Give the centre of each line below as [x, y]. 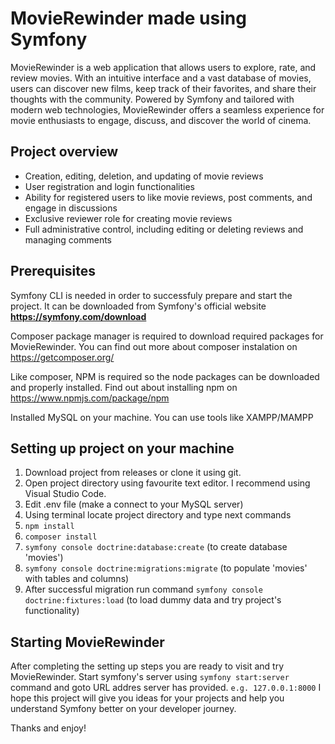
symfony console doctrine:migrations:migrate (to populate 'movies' [166, 568]
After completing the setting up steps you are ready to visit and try [147, 666]
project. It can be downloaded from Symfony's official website [138, 306]
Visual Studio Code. [65, 494]
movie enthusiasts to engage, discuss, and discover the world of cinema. [161, 120]
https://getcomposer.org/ [62, 357]
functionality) [52, 611]
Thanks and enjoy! [48, 728]
